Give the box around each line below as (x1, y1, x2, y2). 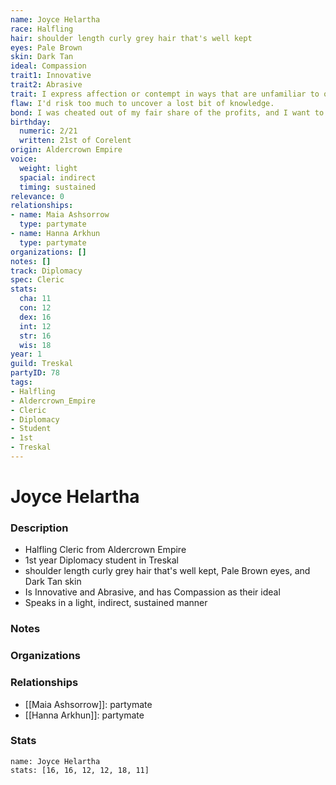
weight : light (19, 163, 78, 173)
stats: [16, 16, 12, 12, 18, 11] (10, 765, 150, 775)
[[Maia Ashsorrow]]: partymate (24, 698, 153, 710)
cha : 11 (19, 294, 52, 304)
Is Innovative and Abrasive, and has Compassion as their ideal (24, 586, 281, 598)
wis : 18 (19, 340, 52, 350)
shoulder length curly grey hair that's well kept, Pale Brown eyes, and (24, 565, 311, 577)
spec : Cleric (10, 275, 65, 285)
